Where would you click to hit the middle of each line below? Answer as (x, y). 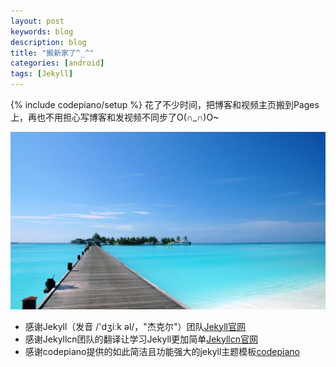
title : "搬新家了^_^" (52, 53)
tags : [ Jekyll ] (42, 74)
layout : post (37, 21)
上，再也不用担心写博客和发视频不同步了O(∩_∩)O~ (115, 117)
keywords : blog (42, 31)
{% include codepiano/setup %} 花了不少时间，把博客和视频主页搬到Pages (165, 104)
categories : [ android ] (57, 63)
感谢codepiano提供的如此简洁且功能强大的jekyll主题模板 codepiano (162, 351)
